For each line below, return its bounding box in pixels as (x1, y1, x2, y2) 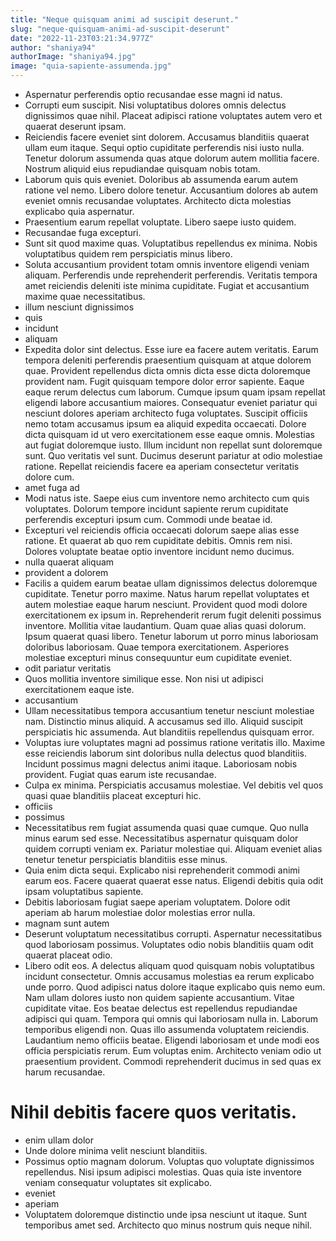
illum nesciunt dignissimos (24, 301, 135, 313)
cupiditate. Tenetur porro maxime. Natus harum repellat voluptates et (24, 588, 310, 600)
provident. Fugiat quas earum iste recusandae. (24, 769, 217, 780)
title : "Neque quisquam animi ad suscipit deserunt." (10, 14, 240, 25)
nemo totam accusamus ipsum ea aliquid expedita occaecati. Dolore (24, 418, 307, 430)
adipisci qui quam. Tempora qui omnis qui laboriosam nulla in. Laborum (24, 1013, 319, 1025)
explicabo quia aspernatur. (24, 206, 135, 217)
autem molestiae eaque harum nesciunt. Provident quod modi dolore (24, 599, 308, 610)
